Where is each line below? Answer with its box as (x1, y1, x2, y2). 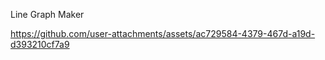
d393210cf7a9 (10, 39, 70, 50)
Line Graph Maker (10, 9, 85, 20)
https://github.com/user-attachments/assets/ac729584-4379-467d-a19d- (10, 28, 316, 39)
